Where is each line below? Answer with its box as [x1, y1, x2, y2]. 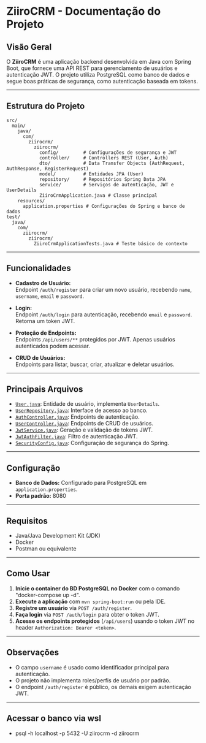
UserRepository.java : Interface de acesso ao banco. [15, 406, 148, 414]
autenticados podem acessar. [15, 342, 91, 349]
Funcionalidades [6, 263, 72, 273]
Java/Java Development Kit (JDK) [15, 532, 101, 539]
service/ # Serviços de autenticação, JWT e [39, 181, 174, 188]
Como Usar [6, 568, 50, 579]
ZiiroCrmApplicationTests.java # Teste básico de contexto [33, 240, 188, 246]
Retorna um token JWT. [15, 317, 75, 324]
